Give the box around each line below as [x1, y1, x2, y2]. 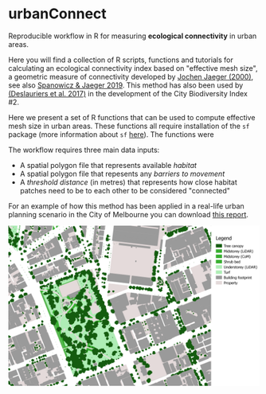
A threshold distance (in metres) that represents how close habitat [19, 177, 237, 187]
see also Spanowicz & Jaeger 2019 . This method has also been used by [8, 80, 244, 90]
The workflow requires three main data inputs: [8, 145, 160, 154]
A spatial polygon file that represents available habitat [19, 160, 198, 170]
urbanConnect [8, 5, 108, 23]
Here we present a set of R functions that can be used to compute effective [8, 112, 256, 122]
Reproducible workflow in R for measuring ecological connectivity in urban [8, 31, 257, 41]
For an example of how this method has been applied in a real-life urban [8, 201, 244, 211]
